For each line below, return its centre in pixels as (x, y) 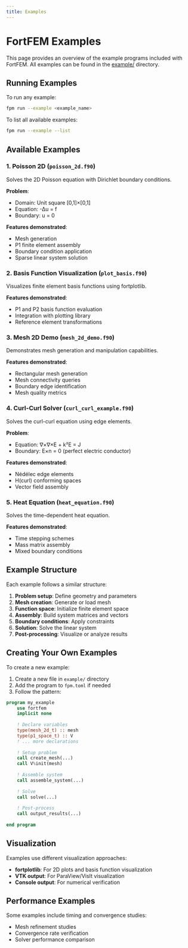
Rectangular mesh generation (51, 374)
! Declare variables (42, 725)
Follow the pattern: (38, 691)
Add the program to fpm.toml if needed (63, 685)
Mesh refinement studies (45, 927)
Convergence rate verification (51, 933)
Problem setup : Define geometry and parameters (76, 596)
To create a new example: (38, 667)
